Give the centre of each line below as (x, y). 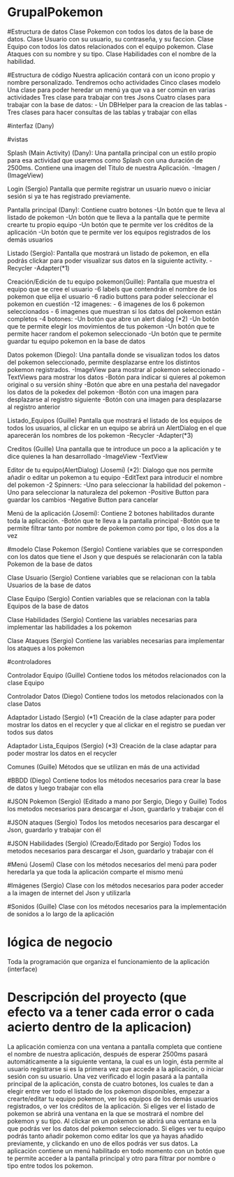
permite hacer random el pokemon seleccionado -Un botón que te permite (115, 333)
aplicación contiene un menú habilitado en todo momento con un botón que (116, 1150)
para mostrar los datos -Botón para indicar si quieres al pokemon (132, 377)
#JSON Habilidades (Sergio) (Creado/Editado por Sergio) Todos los (104, 843)
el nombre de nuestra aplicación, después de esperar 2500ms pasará (108, 1054)
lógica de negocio (60, 942)
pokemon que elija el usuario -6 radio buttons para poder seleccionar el (110, 296)
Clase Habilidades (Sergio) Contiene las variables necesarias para (102, 619)
